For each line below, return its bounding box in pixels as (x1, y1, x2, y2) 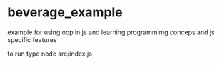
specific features (7, 35, 57, 44)
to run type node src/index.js (7, 49, 93, 58)
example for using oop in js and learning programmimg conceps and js (7, 28, 216, 36)
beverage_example (7, 4, 123, 21)
